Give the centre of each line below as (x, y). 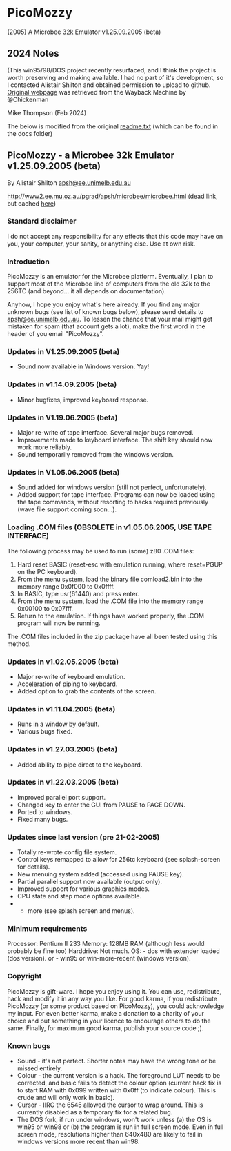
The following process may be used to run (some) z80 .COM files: (101, 551)
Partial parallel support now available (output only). (89, 882)
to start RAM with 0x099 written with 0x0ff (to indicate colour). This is (116, 1090)
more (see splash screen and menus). (81, 911)
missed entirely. (40, 1068)
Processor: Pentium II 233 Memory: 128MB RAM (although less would (106, 944)
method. (19, 644)
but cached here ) (32, 203)
